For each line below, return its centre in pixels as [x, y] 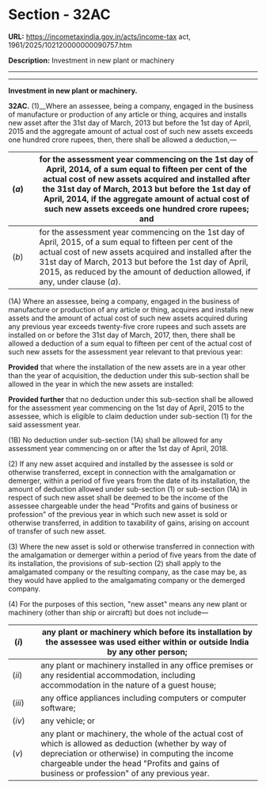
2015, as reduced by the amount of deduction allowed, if [145, 271]
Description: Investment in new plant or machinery [91, 60]
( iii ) [19, 703]
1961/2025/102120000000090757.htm [70, 44]
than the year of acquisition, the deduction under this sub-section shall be [129, 375]
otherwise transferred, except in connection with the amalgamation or [122, 472]
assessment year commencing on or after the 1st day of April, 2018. [118, 448]
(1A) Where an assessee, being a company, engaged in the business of [124, 301]
